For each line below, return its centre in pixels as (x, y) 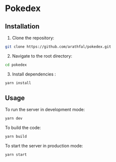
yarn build (16, 137)
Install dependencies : (34, 74)
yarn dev (14, 118)
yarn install (18, 83)
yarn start (16, 155)
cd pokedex (16, 65)
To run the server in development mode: (45, 110)
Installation (22, 26)
